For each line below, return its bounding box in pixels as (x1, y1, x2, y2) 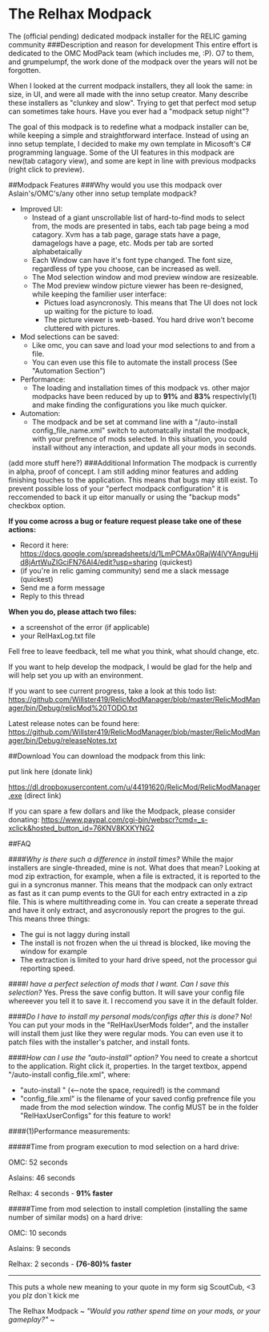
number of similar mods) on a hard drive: (8, 1212, 143, 1222)
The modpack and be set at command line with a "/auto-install (31, 417, 238, 426)
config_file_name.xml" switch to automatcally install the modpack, (31, 426, 250, 435)
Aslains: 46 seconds (8, 1173, 76, 1182)
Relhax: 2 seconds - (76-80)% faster (8, 1259, 132, 1269)
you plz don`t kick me (8, 1290, 80, 1300)
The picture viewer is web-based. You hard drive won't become (43, 314, 255, 325)
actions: (8, 524, 37, 534)
